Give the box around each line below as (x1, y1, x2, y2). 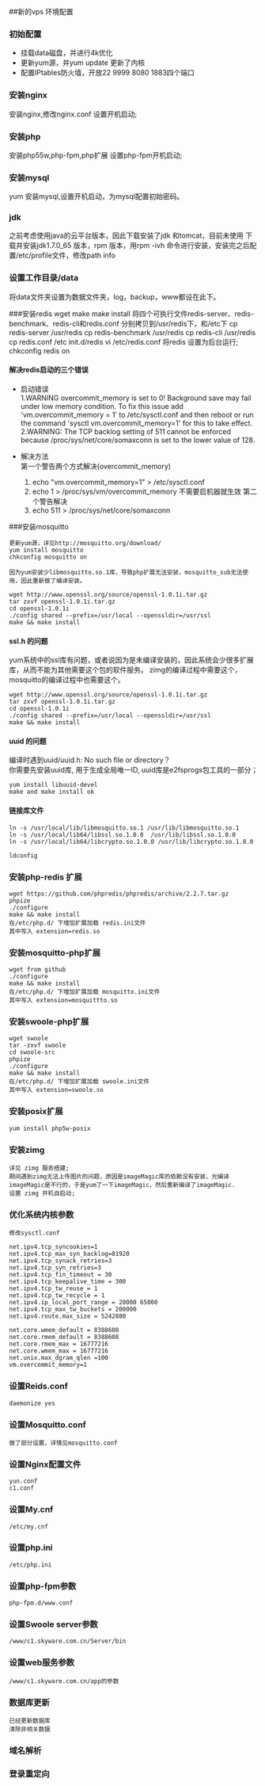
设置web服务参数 (9, 1657, 74, 1668)
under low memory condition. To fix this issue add (20, 401, 184, 410)
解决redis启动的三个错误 (9, 365, 89, 375)
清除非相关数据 (9, 1726, 51, 1734)
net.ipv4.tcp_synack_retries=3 (9, 1257, 112, 1265)
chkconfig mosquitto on (9, 553, 88, 561)
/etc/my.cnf (9, 1522, 48, 1531)
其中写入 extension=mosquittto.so (9, 997, 118, 1005)
